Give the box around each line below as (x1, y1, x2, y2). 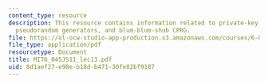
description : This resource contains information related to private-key (8, 19, 259, 27)
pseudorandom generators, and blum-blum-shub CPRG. (15, 26, 191, 34)
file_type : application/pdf (8, 41, 102, 49)
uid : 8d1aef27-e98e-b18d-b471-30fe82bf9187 (8, 63, 156, 71)
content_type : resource (8, 11, 88, 20)
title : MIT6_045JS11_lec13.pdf (8, 56, 112, 64)
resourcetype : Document (8, 48, 88, 56)
